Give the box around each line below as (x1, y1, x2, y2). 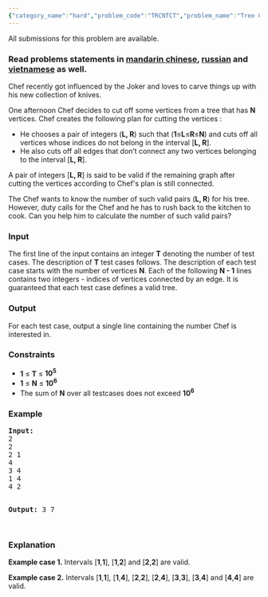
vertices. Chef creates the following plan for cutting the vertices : (8, 113, 223, 124)
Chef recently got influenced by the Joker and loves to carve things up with (8, 81, 257, 91)
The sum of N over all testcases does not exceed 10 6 (19, 387, 195, 398)
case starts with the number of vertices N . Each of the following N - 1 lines (8, 266, 253, 276)
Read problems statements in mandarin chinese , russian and (8, 53, 249, 65)
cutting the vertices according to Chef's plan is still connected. (8, 179, 215, 188)
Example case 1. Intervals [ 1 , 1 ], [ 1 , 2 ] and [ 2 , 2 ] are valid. (8, 557, 191, 567)
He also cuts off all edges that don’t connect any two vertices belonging (19, 146, 257, 155)
